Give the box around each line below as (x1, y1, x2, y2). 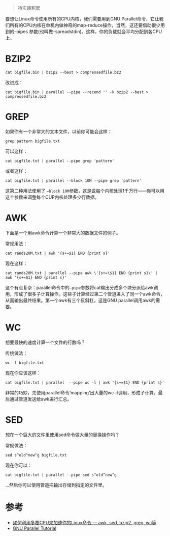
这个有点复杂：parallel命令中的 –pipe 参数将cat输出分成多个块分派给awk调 (5, 284, 158, 290)
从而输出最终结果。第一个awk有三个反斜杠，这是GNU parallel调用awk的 (5, 297, 156, 303)
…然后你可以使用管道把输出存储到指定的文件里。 (5, 481, 108, 488)
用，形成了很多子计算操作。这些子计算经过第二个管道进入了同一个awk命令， (5, 290, 165, 297)
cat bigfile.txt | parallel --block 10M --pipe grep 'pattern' (5, 178, 142, 183)
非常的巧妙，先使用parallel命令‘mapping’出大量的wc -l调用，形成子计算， (5, 389, 158, 395)
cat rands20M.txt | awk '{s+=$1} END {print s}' (5, 251, 110, 256)
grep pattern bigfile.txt (5, 139, 60, 144)
